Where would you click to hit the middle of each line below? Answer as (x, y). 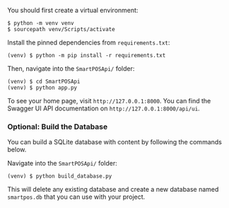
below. (17, 150)
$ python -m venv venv (41, 23)
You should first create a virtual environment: (73, 10)
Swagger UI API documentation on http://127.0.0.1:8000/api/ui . (104, 108)
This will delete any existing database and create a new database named (113, 190)
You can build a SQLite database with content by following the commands (115, 142)
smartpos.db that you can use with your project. (76, 197)
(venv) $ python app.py (42, 88)
